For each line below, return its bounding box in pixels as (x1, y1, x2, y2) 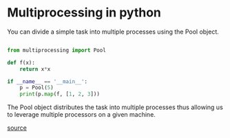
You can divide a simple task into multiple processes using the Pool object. (7, 27, 219, 36)
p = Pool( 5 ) (19, 84, 54, 91)
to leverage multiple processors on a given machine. (7, 111, 156, 119)
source (7, 124, 28, 132)
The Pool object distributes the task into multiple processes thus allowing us (7, 103, 224, 111)
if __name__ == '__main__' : (7, 78, 88, 85)
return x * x (19, 65, 51, 73)
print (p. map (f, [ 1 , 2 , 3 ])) (19, 91, 100, 97)
